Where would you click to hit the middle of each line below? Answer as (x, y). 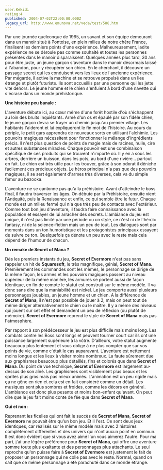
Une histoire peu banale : (31, 103)
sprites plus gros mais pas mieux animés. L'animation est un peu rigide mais (81, 377)
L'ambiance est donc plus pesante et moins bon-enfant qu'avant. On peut (79, 392)
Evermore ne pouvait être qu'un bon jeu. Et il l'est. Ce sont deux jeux (74, 421)
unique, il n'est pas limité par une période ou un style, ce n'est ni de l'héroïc (81, 220)
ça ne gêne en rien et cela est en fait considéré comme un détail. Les (74, 382)
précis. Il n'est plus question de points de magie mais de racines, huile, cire (80, 143)
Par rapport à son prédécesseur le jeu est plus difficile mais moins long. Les (81, 330)
